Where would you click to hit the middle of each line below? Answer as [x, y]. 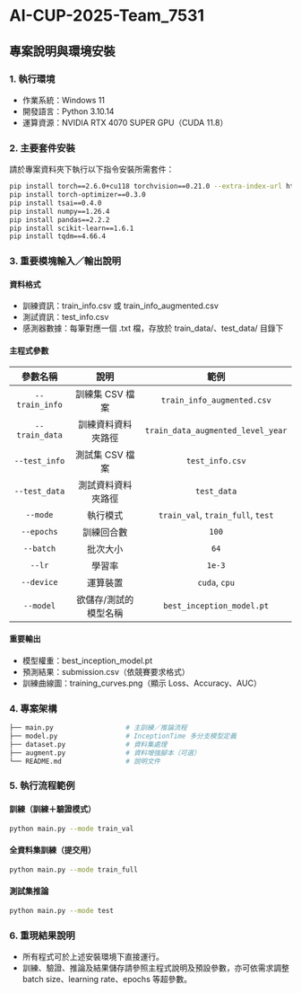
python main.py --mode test [62, 910]
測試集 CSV [99, 455]
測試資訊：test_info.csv [65, 317]
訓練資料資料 [105, 424]
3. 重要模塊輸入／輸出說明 [65, 262]
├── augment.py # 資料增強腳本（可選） [105, 753]
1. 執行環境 [32, 79]
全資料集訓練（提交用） [52, 850]
